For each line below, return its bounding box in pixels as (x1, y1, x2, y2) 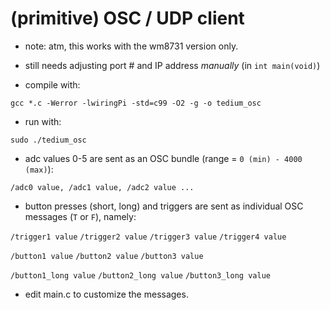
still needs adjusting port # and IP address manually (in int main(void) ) (24, 59, 321, 71)
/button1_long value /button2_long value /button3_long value (10, 270, 271, 281)
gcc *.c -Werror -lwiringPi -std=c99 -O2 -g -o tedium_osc (10, 98, 262, 108)
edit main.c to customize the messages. (24, 288, 189, 300)
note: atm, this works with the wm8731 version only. (24, 40, 239, 52)
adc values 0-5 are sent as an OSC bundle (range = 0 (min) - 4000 (24, 152, 303, 164)
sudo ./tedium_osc (10, 135, 87, 145)
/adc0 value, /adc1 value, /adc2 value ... (10, 182, 195, 192)
